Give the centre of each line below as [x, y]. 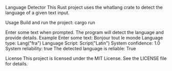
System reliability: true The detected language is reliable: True [71, 48]
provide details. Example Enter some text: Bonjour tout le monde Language [84, 38]
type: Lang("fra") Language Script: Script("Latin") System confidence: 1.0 [83, 43]
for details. [17, 64]
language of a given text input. [38, 13]
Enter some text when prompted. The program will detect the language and [84, 32]
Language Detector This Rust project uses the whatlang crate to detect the [84, 7]
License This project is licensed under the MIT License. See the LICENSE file [86, 58]
